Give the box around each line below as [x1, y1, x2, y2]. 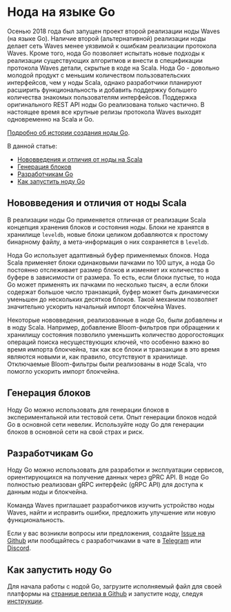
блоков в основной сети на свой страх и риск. [7, 428, 145, 436]
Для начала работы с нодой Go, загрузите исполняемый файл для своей [7, 582, 222, 591]
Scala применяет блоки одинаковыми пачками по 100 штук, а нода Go [7, 258, 215, 267]
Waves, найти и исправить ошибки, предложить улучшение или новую [7, 508, 216, 517]
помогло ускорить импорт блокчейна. [7, 367, 120, 375]
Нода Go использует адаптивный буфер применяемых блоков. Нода [7, 251, 210, 259]
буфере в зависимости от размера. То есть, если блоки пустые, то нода [7, 273, 221, 281]
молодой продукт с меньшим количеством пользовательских [7, 70, 191, 79]
